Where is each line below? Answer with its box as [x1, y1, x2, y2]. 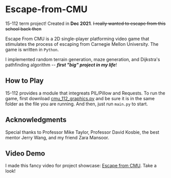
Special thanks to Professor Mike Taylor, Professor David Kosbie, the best [5, 129, 159, 135]
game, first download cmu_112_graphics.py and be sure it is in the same [5, 95, 155, 101]
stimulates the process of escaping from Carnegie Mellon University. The [5, 41, 159, 47]
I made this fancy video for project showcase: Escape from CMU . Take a [5, 163, 157, 169]
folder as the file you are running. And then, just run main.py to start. [5, 101, 149, 107]
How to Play [5, 76, 44, 85]
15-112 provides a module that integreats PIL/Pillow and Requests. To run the [5, 90, 165, 96]
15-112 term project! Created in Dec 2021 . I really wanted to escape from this [5, 20, 166, 26]
